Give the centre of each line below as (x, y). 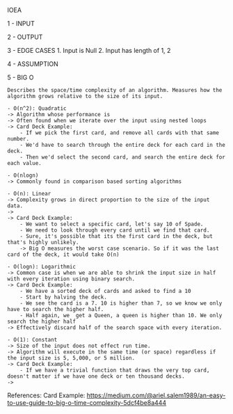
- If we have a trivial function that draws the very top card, (115, 370)
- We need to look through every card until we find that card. (115, 230)
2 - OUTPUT (25, 37)
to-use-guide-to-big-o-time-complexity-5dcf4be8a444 (87, 403)
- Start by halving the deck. (64, 297)
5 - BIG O (21, 77)
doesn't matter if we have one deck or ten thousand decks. (96, 376)
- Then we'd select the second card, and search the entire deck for (123, 157)
